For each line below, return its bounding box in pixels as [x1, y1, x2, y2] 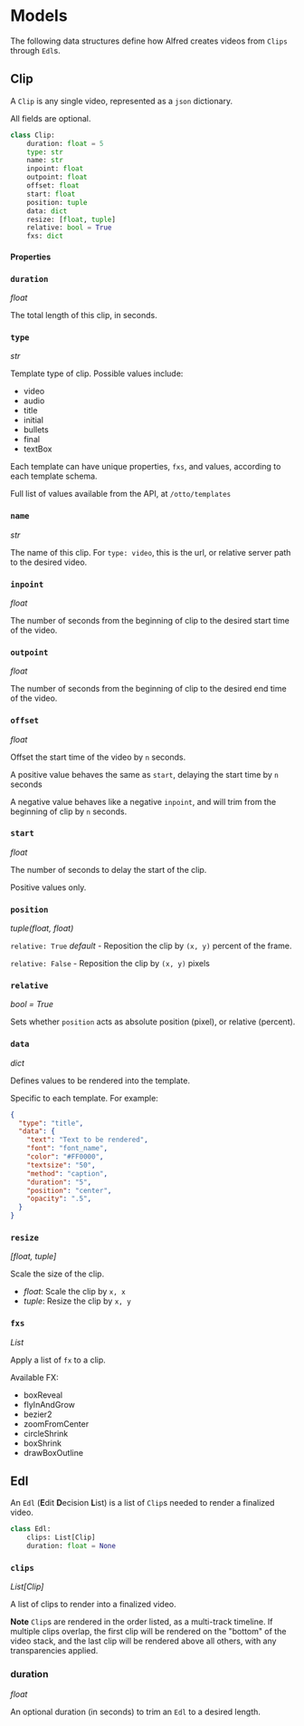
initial [23, 414, 44, 426]
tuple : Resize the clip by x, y [23, 1295, 132, 1306]
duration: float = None [26, 1542, 117, 1551]
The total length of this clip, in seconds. [10, 310, 157, 321]
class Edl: [10, 1525, 52, 1534]
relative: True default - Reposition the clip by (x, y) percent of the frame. [10, 940, 292, 952]
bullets [23, 424, 49, 435]
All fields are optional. [10, 112, 91, 123]
